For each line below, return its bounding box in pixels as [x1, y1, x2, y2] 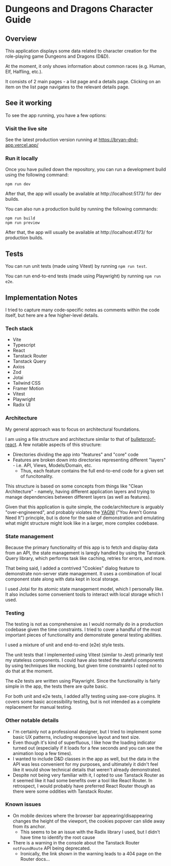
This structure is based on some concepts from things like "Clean [5, 483, 143, 489]
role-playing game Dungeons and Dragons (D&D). [5, 53, 110, 59]
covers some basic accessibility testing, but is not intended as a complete [5, 698, 161, 705]
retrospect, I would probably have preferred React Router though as [12, 783, 156, 789]
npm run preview [5, 220, 40, 225]
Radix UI [12, 402, 31, 408]
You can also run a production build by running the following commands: [5, 206, 158, 212]
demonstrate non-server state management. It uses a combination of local [5, 570, 162, 576]
